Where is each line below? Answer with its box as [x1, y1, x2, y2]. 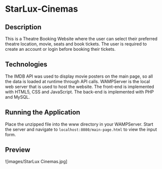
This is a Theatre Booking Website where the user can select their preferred [5, 36, 158, 42]
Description [5, 23, 41, 31]
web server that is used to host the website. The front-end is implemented [5, 84, 155, 89]
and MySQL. [5, 94, 30, 100]
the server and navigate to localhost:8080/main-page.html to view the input [5, 126, 157, 132]
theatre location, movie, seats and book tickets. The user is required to [5, 41, 147, 47]
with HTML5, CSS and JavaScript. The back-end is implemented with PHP [5, 89, 154, 95]
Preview [5, 146, 31, 154]
